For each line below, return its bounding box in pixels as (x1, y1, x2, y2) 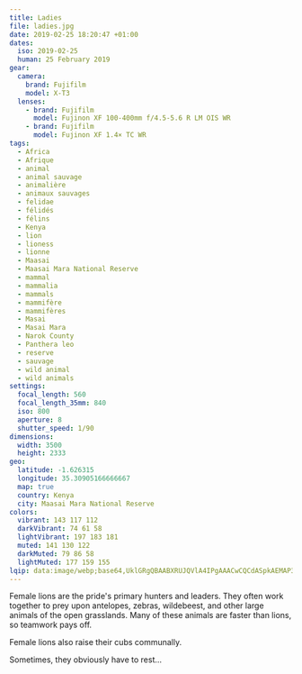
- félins (17, 214, 50, 223)
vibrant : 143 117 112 (17, 515, 99, 525)
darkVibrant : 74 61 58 (17, 524, 102, 533)
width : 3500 (17, 441, 63, 450)
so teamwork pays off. (9, 619, 93, 631)
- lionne (17, 248, 50, 257)
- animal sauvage (17, 172, 83, 181)
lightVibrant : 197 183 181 (17, 533, 119, 542)
